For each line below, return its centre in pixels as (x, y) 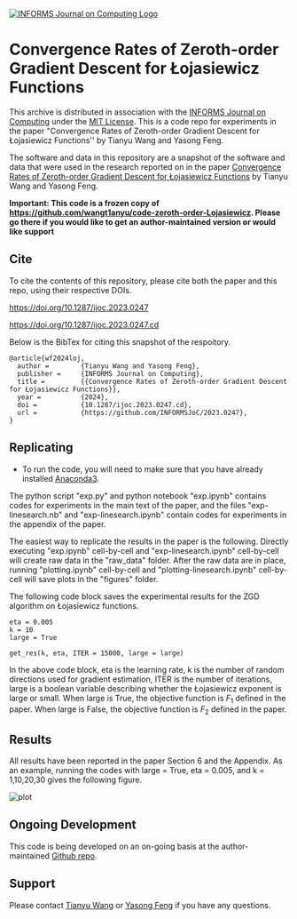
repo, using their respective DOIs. (70, 290)
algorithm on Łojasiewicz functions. (74, 605)
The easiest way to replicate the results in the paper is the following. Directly (149, 541)
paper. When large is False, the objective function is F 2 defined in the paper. (148, 711)
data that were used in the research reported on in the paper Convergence (145, 167)
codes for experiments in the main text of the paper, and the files (128, 505)
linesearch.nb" (36, 515)
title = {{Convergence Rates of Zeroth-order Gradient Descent (152, 381)
